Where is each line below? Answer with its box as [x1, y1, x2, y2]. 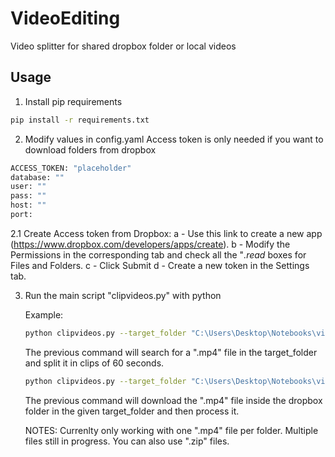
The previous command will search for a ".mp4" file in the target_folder [24, 346, 318, 358]
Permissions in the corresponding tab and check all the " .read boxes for [10, 248, 307, 261]
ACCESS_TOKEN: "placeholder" [10, 163, 132, 173]
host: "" [10, 200, 47, 211]
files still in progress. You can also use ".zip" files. [24, 435, 230, 447]
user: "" [10, 182, 47, 192]
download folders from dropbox [24, 143, 157, 156]
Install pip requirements [24, 95, 123, 107]
